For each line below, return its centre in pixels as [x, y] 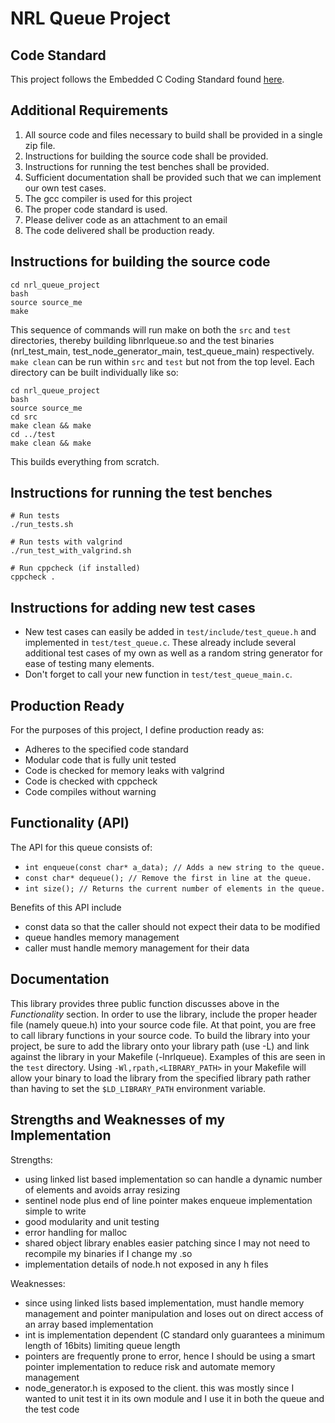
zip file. [40, 145]
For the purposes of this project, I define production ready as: [137, 730]
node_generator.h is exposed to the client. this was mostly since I [159, 1388]
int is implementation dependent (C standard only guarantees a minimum [175, 1334]
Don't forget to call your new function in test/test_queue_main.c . [158, 674]
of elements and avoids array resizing [102, 1189]
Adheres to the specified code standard [106, 749]
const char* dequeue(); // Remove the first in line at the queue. [168, 878]
